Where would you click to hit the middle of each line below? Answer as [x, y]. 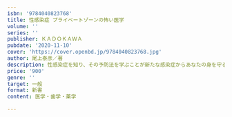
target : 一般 [25, 84]
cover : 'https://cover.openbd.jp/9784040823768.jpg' [85, 52]
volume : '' [23, 26]
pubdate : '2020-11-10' [40, 45]
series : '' [23, 33]
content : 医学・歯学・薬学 [42, 97]
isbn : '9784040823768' [40, 13]
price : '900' [26, 71]
